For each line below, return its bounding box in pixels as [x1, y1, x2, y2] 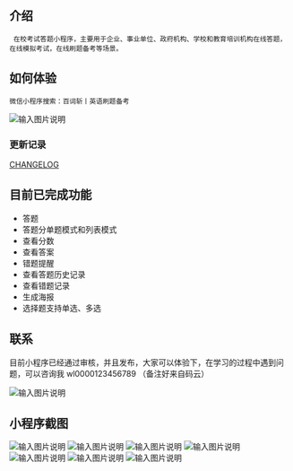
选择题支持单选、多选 [22, 302, 101, 313]
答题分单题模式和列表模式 [22, 223, 117, 235]
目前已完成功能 [9, 188, 92, 203]
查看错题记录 [22, 280, 70, 291]
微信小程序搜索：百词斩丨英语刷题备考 [9, 97, 130, 106]
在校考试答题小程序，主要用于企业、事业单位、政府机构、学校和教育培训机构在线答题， [13, 34, 287, 43]
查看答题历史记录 [22, 268, 86, 280]
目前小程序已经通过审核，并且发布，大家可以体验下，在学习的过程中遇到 [9, 357, 276, 368]
